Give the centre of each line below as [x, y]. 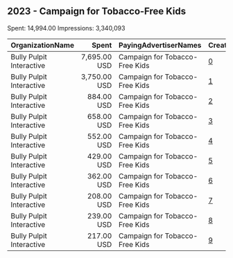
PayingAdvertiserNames [160, 45]
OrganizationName [43, 45]
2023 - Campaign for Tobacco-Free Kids [96, 11]
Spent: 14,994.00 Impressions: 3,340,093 [66, 28]
